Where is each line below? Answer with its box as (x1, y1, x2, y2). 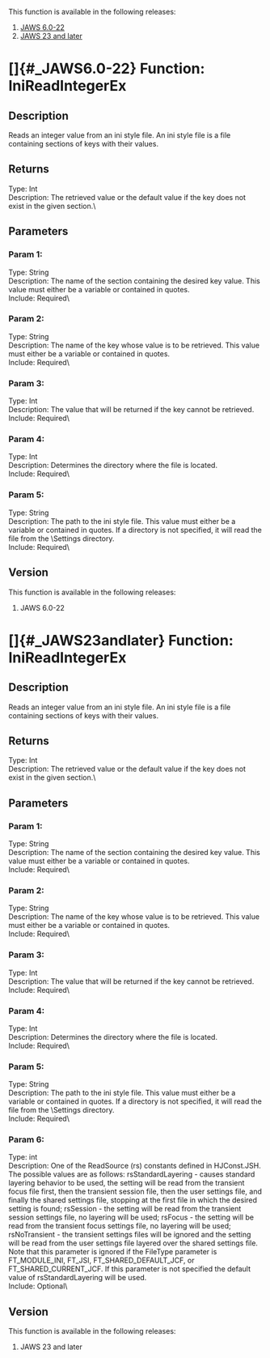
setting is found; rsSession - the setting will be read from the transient (8, 1204, 242, 1214)
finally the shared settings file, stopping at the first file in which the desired (8, 1195, 257, 1205)
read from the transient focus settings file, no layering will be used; (8, 1221, 232, 1231)
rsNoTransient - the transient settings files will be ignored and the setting (8, 1230, 251, 1240)
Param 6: (8, 1134, 44, 1145)
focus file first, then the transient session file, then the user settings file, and (8, 1186, 263, 1197)
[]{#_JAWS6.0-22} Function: (8, 60, 205, 78)
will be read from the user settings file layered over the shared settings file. (8, 1238, 259, 1248)
